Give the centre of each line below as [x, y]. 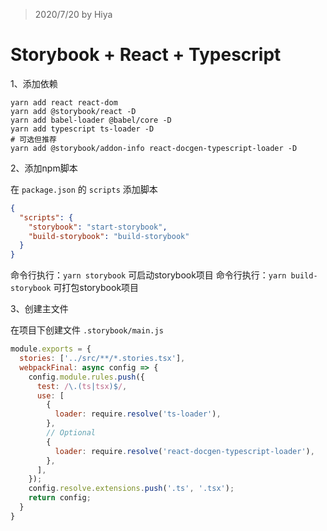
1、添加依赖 [34, 83]
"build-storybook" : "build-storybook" [109, 236]
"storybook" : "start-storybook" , [98, 227]
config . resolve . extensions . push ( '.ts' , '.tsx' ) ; [131, 489]
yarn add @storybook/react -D [73, 111]
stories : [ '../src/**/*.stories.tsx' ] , [102, 359]
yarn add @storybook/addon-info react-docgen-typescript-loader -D [154, 148]
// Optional [71, 433]
